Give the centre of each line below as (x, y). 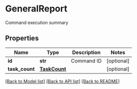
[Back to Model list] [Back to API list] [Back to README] (62, 81)
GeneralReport (36, 9)
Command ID (86, 60)
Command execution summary (37, 22)
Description (86, 52)
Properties (22, 38)
